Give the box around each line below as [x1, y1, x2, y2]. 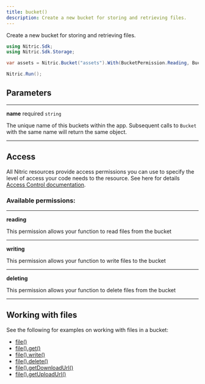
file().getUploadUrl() [15, 371, 67, 378]
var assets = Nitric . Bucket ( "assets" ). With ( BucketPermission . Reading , [6, 60, 190, 66]
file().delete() [15, 357, 49, 364]
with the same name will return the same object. [6, 128, 127, 135]
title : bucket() [6, 9, 48, 15]
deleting [6, 275, 28, 282]
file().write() [15, 351, 46, 358]
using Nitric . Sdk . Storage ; [6, 49, 75, 55]
